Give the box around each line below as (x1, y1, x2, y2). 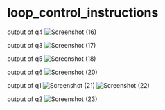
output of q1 (7, 81, 42, 89)
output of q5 (7, 54, 43, 63)
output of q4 (7, 28, 43, 36)
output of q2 (7, 95, 43, 103)
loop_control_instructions (7, 5, 159, 21)
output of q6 (7, 68, 43, 76)
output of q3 (7, 41, 43, 49)
